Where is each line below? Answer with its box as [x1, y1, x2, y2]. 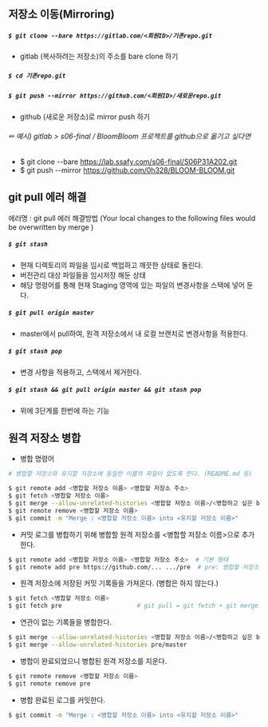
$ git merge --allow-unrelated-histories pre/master [8, 641, 187, 649]
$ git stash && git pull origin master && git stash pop [8, 386, 202, 394]
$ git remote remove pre [8, 679, 91, 688]
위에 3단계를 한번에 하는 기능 [19, 405, 110, 415]
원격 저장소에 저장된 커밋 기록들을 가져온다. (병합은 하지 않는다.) [19, 578, 219, 588]
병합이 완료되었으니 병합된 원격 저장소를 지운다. [19, 656, 167, 665]
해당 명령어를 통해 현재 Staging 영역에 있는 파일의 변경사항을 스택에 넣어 [19, 280, 246, 290]
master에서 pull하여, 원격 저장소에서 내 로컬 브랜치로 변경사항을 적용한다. [19, 329, 249, 338]
